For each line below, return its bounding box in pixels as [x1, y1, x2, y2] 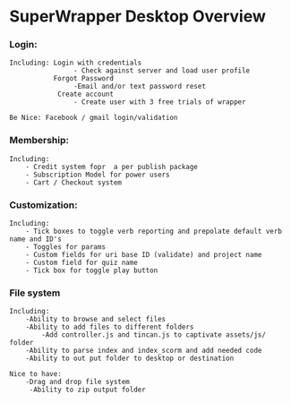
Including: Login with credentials [9, 58, 142, 68]
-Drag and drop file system [25, 378, 130, 387]
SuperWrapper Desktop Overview [9, 6, 266, 27]
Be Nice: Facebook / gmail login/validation [9, 114, 178, 123]
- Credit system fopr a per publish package [25, 162, 199, 171]
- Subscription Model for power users [25, 170, 170, 179]
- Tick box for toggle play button [25, 266, 158, 275]
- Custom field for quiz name [25, 258, 139, 268]
